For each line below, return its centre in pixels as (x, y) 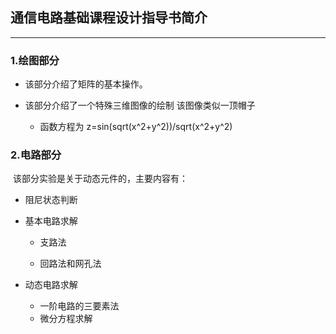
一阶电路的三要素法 (79, 306)
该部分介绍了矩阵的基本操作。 (86, 84)
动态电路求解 (51, 285)
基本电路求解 (51, 221)
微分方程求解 (66, 319)
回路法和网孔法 (70, 264)
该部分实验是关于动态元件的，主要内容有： (100, 179)
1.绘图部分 (35, 60)
